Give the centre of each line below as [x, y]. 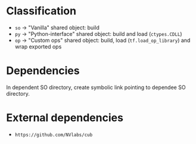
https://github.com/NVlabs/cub [54, 135]
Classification [41, 11]
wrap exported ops [38, 47]
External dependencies [65, 118]
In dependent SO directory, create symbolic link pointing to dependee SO [96, 87]
